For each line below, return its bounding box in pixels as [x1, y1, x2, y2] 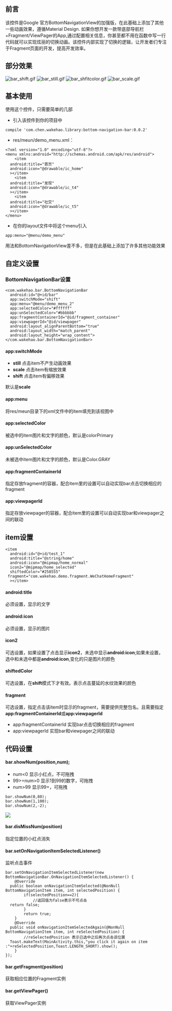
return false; [10, 903, 40, 908]
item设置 [5, 533, 33, 542]
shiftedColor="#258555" [10, 569, 60, 575]
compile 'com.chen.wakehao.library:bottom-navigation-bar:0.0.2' [5, 127, 147, 132]
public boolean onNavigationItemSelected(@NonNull [10, 884, 120, 889]
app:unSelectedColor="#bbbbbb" [10, 310, 77, 316]
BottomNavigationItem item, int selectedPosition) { [5, 888, 120, 893]
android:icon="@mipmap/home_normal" [10, 560, 88, 566]
